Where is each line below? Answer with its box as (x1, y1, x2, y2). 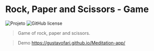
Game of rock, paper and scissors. (17, 30, 90, 36)
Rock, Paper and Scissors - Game (5, 4, 149, 15)
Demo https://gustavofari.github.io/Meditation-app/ (17, 39, 126, 46)
